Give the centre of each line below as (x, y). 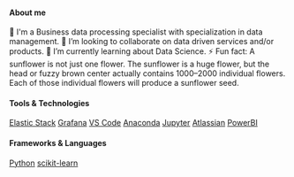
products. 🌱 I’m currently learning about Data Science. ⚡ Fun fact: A (132, 51)
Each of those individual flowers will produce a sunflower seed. (124, 83)
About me (28, 12)
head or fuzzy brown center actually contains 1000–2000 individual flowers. (147, 73)
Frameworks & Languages (58, 143)
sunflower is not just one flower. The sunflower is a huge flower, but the (139, 64)
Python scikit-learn (44, 163)
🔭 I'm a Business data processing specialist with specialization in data (136, 32)
